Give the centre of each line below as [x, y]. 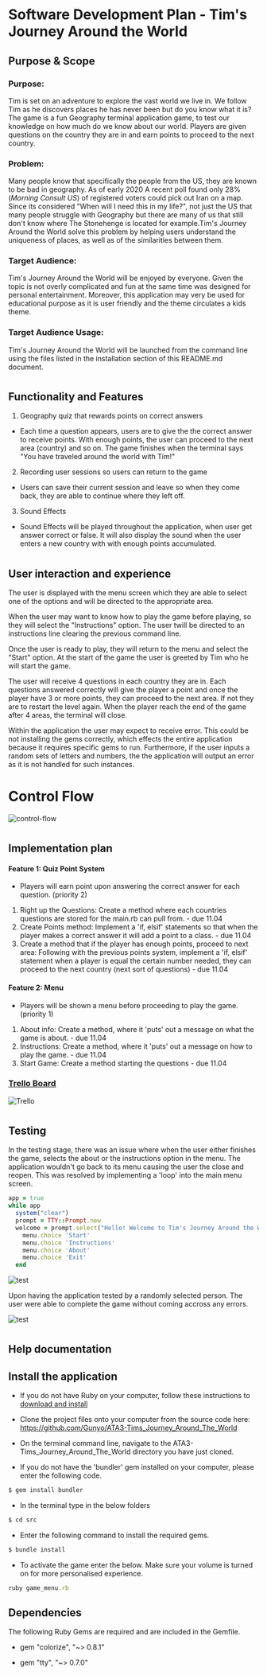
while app [25, 1206]
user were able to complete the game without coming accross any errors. [128, 1304]
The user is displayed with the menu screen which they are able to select [128, 592]
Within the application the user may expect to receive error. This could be [128, 730]
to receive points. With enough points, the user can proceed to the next [137, 440]
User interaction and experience [90, 573]
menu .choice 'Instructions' [69, 1243]
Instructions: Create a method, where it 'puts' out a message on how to [136, 1046]
